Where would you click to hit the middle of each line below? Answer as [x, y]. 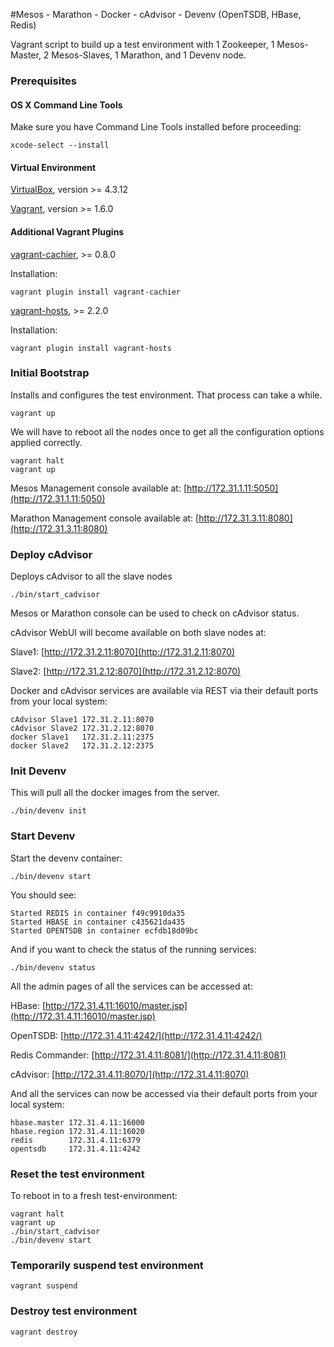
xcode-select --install [60, 145]
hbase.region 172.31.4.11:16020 [77, 1131]
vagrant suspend [44, 1286]
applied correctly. [46, 442]
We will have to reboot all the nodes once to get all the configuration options [167, 431]
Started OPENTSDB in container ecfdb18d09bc [104, 930]
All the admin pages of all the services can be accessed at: [131, 986]
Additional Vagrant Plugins [67, 231]
